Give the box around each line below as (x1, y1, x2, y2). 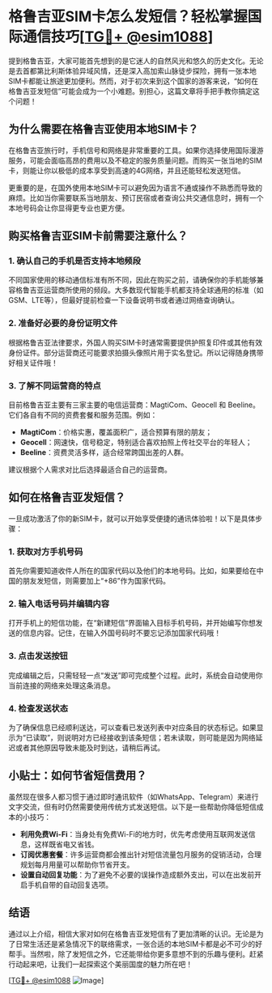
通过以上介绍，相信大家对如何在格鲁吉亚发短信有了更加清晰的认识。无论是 (8, 928, 257, 939)
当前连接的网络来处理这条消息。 (8, 681, 115, 690)
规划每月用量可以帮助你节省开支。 (19, 859, 134, 869)
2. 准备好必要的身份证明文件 (8, 317, 118, 329)
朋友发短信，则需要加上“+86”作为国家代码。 (22, 576, 170, 586)
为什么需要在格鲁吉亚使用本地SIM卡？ (8, 122, 199, 136)
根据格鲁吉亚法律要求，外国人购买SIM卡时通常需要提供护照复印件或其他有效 (8, 337, 263, 347)
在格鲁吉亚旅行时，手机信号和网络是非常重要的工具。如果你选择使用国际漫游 (8, 145, 264, 155)
